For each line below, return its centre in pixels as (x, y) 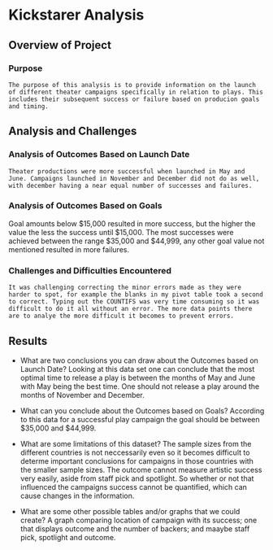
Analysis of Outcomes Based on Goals (85, 206)
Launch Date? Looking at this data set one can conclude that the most (137, 369)
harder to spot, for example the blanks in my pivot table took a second (136, 295)
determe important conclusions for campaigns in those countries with (137, 461)
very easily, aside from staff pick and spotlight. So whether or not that (137, 478)
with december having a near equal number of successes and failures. (130, 186)
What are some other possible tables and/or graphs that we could (130, 511)
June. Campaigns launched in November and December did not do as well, (134, 178)
